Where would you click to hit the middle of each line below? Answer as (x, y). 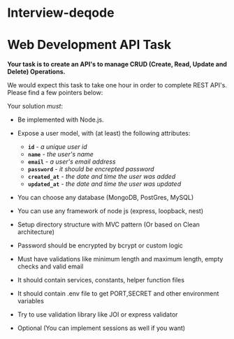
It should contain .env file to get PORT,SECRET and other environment (118, 294)
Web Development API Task (89, 45)
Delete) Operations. (36, 72)
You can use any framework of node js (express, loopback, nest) (110, 211)
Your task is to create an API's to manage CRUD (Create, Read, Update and (117, 64)
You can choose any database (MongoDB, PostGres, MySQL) (105, 198)
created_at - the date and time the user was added (102, 177)
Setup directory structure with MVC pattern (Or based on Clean (109, 224)
